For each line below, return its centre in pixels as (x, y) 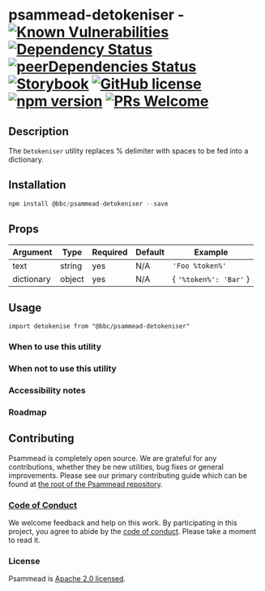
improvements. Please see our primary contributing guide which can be (128, 475)
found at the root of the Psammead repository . (86, 484)
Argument (32, 252)
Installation (37, 185)
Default (150, 252)
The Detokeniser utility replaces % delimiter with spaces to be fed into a (128, 151)
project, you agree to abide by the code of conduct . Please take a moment (132, 532)
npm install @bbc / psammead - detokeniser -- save (88, 204)
